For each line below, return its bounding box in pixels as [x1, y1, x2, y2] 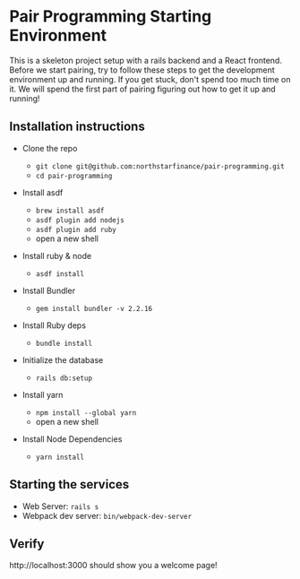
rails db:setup [35, 374, 92, 383]
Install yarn [21, 389, 64, 400]
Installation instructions [9, 119, 145, 134]
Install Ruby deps [21, 320, 87, 331]
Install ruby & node [21, 250, 92, 261]
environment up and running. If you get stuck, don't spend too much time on [9, 73, 291, 84]
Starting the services [9, 477, 130, 492]
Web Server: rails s [21, 500, 99, 512]
